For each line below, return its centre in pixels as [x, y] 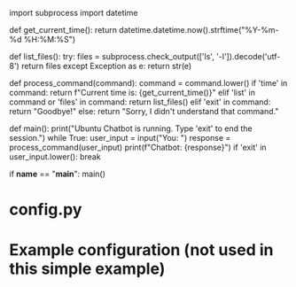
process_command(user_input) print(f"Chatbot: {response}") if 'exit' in [138, 147]
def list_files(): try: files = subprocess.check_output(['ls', [112, 56]
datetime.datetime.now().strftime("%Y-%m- [199, 30]
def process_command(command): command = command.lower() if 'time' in [148, 83]
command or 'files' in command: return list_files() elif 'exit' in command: [140, 102]
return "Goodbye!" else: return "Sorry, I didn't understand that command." [144, 111]
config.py [46, 209]
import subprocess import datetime [74, 13]
